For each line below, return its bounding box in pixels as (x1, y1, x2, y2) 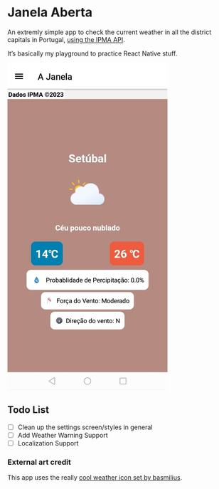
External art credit (7, 457, 71, 467)
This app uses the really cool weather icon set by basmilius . (7, 473, 183, 482)
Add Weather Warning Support (17, 431, 108, 439)
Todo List (7, 404, 50, 416)
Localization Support (17, 438, 79, 447)
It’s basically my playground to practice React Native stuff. (7, 49, 178, 58)
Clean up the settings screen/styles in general (17, 423, 153, 431)
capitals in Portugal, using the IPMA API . (7, 35, 126, 43)
